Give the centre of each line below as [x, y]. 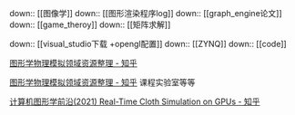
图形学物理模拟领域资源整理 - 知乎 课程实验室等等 [102, 82]
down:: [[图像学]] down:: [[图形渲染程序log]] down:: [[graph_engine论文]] [146, 13]
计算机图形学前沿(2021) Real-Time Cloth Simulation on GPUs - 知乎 [135, 101]
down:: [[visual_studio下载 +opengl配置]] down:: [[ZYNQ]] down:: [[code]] [148, 44]
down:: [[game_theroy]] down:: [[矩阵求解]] [90, 24]
